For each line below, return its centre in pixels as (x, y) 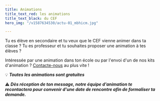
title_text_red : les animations (37, 14)
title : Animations (23, 9)
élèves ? (13, 51)
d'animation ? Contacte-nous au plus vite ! (47, 65)
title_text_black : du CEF (31, 18)
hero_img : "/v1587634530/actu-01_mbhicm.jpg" (51, 23)
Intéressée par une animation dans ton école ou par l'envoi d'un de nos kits (80, 60)
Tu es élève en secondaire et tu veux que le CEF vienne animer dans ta (76, 41)
